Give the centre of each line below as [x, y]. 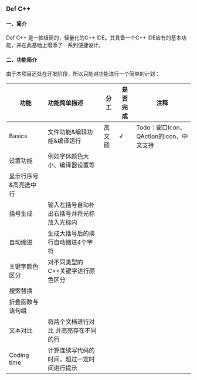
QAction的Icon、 [159, 136]
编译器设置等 [77, 165]
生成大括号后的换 [71, 234]
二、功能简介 [21, 59]
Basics [18, 136]
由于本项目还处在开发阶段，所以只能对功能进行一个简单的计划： [83, 74]
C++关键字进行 [69, 271]
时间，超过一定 [68, 359]
